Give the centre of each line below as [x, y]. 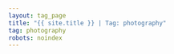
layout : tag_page [37, 15]
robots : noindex [35, 38]
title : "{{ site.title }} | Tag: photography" [87, 23]
